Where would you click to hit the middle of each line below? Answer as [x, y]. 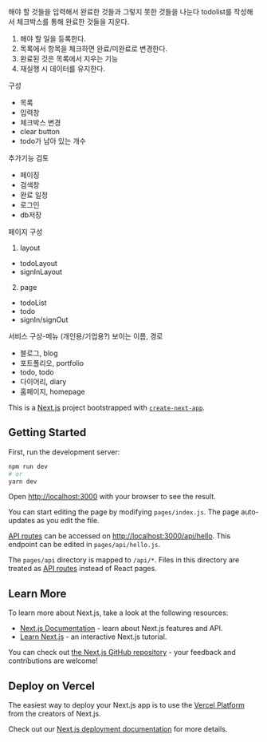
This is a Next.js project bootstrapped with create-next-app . [107, 407]
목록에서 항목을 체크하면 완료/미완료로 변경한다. [94, 49]
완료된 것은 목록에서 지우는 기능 [69, 59]
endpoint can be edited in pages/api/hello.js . [84, 545]
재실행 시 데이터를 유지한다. [63, 69]
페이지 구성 [26, 232]
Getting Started [47, 433]
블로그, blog [39, 353]
